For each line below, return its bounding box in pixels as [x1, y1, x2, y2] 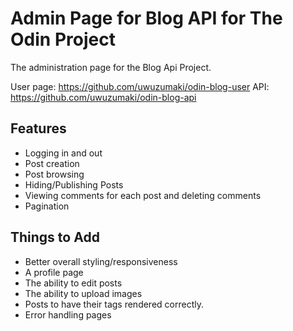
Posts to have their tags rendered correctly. [24, 298, 204, 310]
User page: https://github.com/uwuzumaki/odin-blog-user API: [10, 80, 270, 92]
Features [10, 120, 67, 137]
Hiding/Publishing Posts [24, 178, 124, 191]
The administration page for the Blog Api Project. [10, 61, 212, 73]
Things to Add [10, 229, 100, 246]
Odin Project [10, 28, 116, 51]
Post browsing [24, 168, 85, 180]
